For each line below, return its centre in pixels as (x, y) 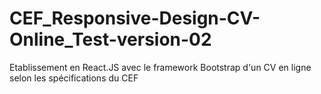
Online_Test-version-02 (110, 39)
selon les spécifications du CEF (74, 78)
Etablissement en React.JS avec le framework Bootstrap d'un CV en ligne (160, 67)
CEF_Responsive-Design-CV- (135, 18)
